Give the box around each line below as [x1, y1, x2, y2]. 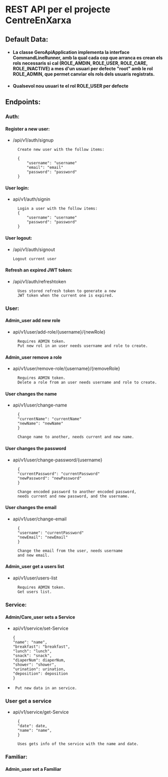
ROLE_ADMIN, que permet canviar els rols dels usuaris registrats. [12, 71, 155, 77]
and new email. [17, 553, 50, 558]
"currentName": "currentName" [17, 417, 82, 422]
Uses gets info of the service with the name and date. [17, 742, 139, 747]
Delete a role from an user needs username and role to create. [17, 380, 157, 385]
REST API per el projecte [5, 4, 111, 15]
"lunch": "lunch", [12, 649, 52, 654]
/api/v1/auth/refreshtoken [12, 278, 66, 284]
